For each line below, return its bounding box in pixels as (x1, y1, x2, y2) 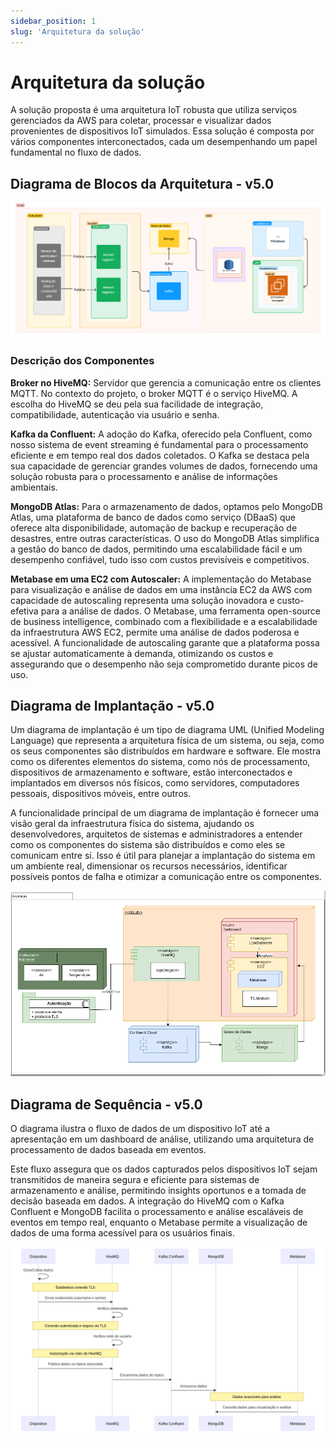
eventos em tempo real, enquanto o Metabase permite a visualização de (10, 1216, 308, 1228)
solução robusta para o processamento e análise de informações (10, 470, 278, 482)
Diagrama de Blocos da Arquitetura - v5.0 (10, 175, 275, 192)
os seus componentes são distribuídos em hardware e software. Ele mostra (10, 745, 322, 757)
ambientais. (10, 481, 58, 493)
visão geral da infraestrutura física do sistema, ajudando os (10, 818, 255, 830)
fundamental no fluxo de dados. (10, 146, 142, 159)
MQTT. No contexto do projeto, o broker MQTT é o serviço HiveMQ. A (10, 387, 298, 399)
